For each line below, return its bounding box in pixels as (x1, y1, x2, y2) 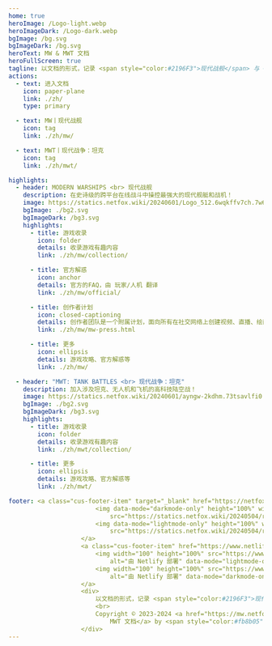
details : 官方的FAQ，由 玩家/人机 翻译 (37, 281, 159, 289)
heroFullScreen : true (8, 57, 82, 66)
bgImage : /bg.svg (8, 34, 67, 43)
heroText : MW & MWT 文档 (8, 49, 90, 57)
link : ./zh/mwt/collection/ (37, 445, 132, 453)
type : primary (23, 102, 70, 110)
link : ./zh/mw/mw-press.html (37, 325, 136, 334)
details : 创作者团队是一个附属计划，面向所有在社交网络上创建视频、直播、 (37, 318, 257, 326)
